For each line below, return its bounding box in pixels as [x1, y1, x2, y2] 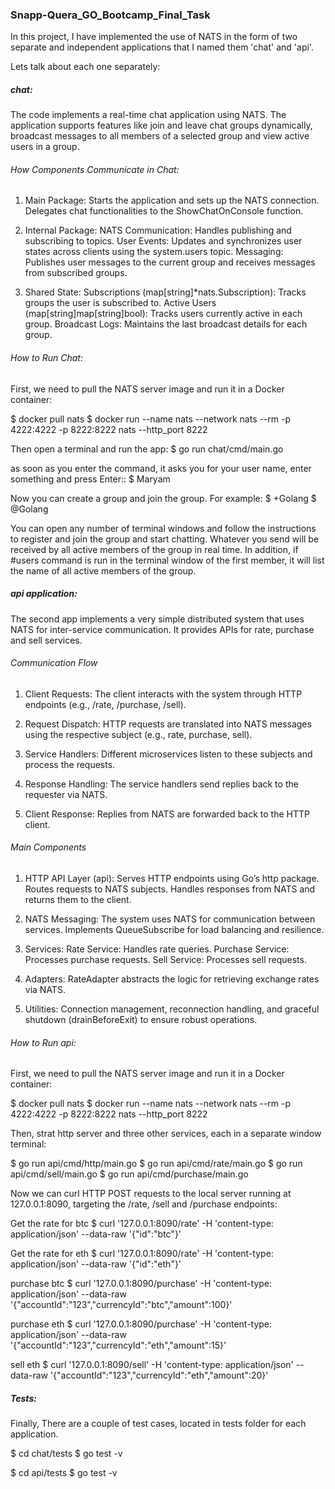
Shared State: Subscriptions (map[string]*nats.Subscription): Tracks [24, 286, 307, 298]
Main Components [10, 841, 87, 853]
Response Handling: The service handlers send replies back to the [24, 778, 299, 790]
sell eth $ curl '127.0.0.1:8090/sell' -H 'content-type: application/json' [10, 1359, 294, 1371]
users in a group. [10, 141, 80, 153]
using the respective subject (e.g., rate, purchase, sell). [24, 728, 253, 740]
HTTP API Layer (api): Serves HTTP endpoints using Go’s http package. [24, 873, 320, 885]
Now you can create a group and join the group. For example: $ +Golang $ [10, 492, 317, 504]
